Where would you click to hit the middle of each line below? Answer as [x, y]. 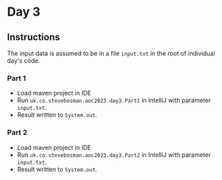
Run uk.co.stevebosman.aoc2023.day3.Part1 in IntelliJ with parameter [114, 100]
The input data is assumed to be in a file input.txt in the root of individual [111, 53]
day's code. [24, 61]
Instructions [33, 37]
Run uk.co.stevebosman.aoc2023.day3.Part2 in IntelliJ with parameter [114, 155]
